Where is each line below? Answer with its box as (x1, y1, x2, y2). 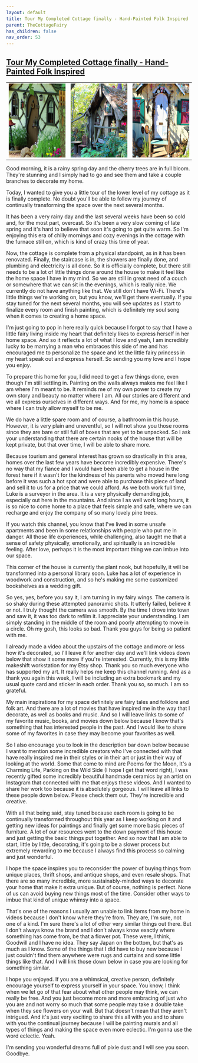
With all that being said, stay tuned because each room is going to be (6, 809, 174, 816)
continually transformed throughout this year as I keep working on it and (6, 816, 181, 823)
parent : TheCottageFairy (6, 22, 67, 28)
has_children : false (6, 28, 57, 34)
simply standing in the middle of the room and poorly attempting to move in (6, 619, 189, 626)
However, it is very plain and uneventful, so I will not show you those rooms (6, 422, 189, 429)
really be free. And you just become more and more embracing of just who (6, 994, 187, 1002)
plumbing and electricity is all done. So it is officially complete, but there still (6, 262, 191, 269)
